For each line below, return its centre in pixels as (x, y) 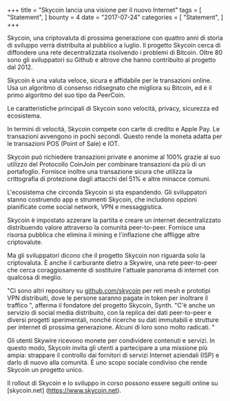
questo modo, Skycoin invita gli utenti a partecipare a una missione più (107, 348)
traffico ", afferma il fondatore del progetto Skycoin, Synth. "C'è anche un (111, 305)
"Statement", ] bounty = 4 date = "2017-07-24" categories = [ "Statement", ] (115, 17)
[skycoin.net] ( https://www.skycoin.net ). (64, 390)
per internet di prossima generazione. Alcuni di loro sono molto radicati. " (111, 327)
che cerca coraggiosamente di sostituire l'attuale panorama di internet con (113, 270)
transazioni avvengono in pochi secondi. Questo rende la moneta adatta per (115, 136)
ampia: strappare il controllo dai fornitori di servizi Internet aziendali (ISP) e (113, 355)
